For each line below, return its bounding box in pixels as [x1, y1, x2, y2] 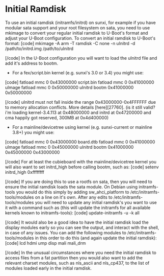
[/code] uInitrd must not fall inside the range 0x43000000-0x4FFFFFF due [5, 99, 156, 105]
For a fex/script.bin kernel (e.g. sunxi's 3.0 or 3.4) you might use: [12, 69, 144, 75]
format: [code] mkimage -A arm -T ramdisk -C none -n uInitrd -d [5, 40, 136, 46]
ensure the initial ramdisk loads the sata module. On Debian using [5, 184, 138, 189]
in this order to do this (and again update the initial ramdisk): [35, 235, 157, 241]
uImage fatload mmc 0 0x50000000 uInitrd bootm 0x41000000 [5, 84, 134, 90]
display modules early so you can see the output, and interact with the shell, [5, 224, 160, 230]
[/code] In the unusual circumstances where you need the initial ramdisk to [5, 250, 157, 255]
